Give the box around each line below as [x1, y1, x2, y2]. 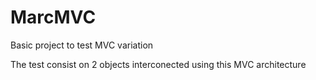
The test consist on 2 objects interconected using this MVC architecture [10, 58, 307, 70]
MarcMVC [10, 6, 97, 29]
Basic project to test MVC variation [10, 39, 154, 51]
